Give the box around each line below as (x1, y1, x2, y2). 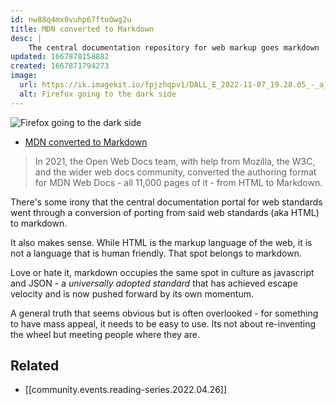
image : (10, 71, 38, 81)
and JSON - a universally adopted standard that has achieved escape (10, 277, 298, 289)
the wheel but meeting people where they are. (10, 328, 200, 340)
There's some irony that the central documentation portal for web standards (10, 196, 323, 208)
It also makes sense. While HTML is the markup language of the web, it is (10, 236, 313, 248)
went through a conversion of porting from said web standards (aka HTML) (10, 206, 320, 218)
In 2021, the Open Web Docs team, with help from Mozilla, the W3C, (34, 155, 316, 167)
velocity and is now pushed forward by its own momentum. (10, 287, 254, 300)
